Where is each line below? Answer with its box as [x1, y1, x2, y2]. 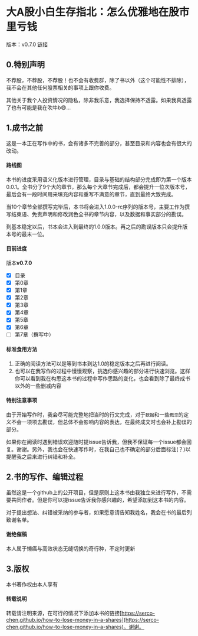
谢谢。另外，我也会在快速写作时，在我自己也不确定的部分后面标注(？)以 [16, 445, 191, 452]
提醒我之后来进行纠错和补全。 [6, 453, 78, 460]
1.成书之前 [6, 123, 44, 133]
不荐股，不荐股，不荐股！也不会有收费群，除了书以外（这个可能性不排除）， [6, 76, 190, 83]
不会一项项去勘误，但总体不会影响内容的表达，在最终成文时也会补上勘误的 [11, 418, 192, 425]
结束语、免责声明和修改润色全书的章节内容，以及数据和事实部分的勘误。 [11, 210, 187, 217]
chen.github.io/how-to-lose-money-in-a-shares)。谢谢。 [6, 623, 144, 630]
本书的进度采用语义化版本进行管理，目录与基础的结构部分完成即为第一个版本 [6, 175, 192, 183]
